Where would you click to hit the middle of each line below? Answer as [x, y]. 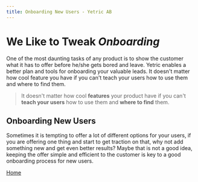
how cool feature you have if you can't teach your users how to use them [97, 77]
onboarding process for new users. [50, 161]
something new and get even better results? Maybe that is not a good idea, [100, 148]
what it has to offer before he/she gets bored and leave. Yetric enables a [96, 64]
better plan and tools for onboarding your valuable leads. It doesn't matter [98, 71]
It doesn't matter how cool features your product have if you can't [103, 96]
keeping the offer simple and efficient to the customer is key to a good [94, 155]
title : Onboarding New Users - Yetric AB [59, 12]
